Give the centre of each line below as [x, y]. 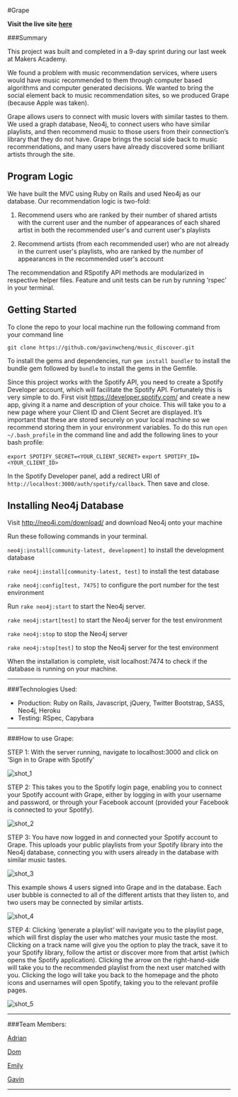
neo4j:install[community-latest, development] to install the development [116, 550]
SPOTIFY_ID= [182, 457]
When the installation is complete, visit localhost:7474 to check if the [107, 662]
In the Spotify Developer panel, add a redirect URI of [84, 476]
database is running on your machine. [63, 669]
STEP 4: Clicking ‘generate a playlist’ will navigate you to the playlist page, [116, 930]
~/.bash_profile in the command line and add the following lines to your [113, 435]
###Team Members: [37, 1025]
